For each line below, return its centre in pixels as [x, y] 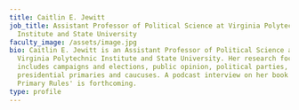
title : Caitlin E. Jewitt [57, 17]
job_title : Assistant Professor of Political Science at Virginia [135, 26]
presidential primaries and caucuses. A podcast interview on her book [153, 75]
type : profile [36, 91]
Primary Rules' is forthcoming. [77, 83]
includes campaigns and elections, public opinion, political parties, [153, 67]
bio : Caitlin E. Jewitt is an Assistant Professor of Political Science [147, 51]
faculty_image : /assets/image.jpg [73, 42]
